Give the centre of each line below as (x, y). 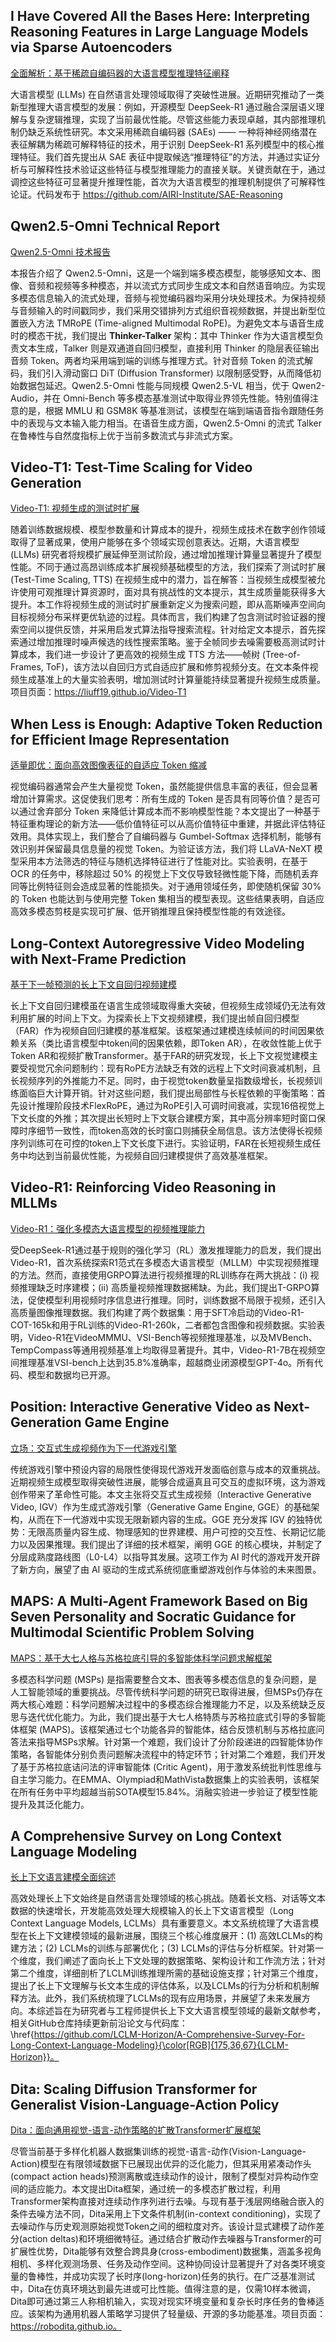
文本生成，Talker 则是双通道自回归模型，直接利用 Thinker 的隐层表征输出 (169, 348)
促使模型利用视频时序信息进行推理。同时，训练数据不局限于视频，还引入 (176, 1300)
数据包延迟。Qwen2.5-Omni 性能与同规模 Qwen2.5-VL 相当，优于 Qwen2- (172, 385)
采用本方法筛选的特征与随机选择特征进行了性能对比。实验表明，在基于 (163, 861)
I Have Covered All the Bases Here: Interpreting (160, 16)
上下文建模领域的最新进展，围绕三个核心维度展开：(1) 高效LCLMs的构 (179, 1936)
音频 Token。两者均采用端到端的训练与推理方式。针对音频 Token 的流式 (157, 360)
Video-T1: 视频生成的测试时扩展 (75, 508)
